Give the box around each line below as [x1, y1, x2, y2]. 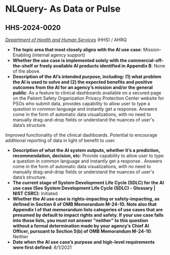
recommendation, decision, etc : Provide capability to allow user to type [12, 153, 164, 158]
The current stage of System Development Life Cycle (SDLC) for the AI [12, 180, 164, 185]
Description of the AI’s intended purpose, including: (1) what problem [12, 74, 161, 79]
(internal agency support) [32, 52, 85, 58]
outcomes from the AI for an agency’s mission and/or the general [12, 84, 153, 90]
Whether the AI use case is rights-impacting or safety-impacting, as [12, 196, 160, 202]
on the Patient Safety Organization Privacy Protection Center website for [12, 95, 164, 101]
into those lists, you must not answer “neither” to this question [12, 217, 149, 224]
